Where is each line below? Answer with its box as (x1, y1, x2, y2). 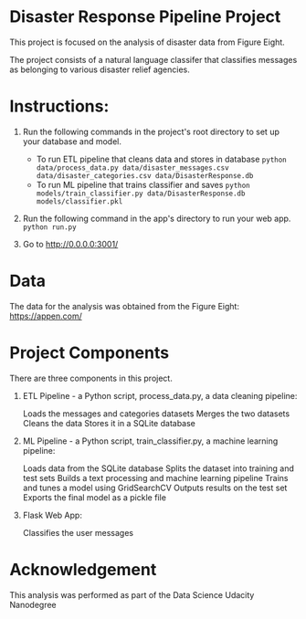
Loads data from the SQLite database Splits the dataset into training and (22, 463, 294, 474)
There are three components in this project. (9, 372, 174, 383)
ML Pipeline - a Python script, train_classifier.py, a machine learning (22, 435, 279, 446)
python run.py (22, 222, 77, 232)
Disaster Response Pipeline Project (9, 6, 281, 27)
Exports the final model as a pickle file (22, 491, 167, 503)
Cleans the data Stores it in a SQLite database (22, 417, 196, 428)
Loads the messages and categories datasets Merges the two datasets (22, 408, 290, 419)
